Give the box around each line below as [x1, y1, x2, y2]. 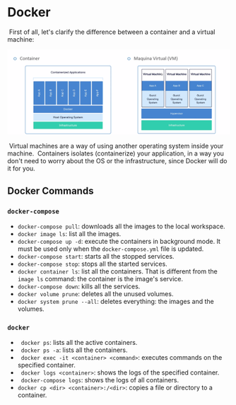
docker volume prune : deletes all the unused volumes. [17, 290, 174, 298]
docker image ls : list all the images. [17, 230, 122, 238]
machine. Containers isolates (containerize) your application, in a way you [7, 149, 225, 158]
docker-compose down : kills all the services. [17, 282, 141, 290]
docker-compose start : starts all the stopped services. [17, 252, 175, 261]
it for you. [7, 164, 35, 173]
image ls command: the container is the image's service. [17, 275, 184, 283]
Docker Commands [7, 184, 94, 196]
